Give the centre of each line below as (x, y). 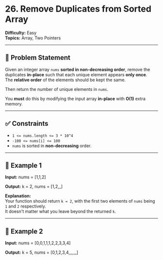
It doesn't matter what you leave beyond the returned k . (61, 211)
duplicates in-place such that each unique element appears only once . (76, 74)
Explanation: (18, 196)
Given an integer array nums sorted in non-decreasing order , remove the (78, 69)
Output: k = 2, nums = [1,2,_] (34, 187)
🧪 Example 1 (24, 165)
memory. (14, 104)
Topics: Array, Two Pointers (33, 38)
